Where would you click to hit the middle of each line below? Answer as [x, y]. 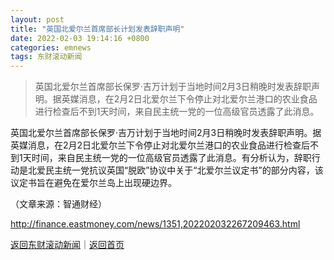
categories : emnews [51, 47]
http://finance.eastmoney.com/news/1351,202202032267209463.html [155, 224]
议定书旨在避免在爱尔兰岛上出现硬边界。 [93, 183]
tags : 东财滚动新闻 [46, 57]
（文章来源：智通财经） [58, 204]
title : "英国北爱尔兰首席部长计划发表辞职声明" [97, 29]
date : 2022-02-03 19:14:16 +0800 [80, 38]
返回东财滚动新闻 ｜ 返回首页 [67, 245]
